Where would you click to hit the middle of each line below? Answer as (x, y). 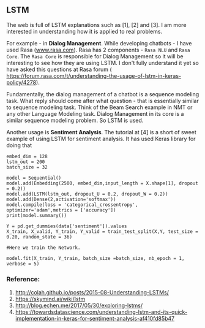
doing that (19, 145)
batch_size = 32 (27, 167)
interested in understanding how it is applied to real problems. (84, 31)
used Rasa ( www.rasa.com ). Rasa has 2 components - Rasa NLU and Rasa (98, 50)
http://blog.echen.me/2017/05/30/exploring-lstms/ (79, 305)
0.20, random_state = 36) (39, 237)
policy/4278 (21, 82)
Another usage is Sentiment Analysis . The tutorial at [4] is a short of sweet (102, 132)
